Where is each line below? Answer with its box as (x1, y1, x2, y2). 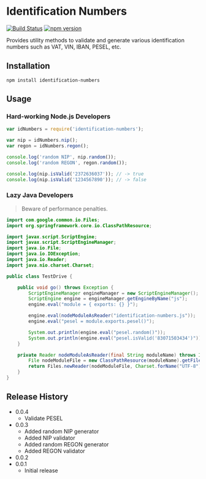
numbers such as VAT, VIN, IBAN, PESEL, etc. (6, 43, 121, 50)
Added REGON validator (24, 447, 86, 454)
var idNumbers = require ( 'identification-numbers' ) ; (6, 126, 144, 133)
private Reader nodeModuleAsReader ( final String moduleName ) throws (17, 352, 196, 358)
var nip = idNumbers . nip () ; (6, 137, 78, 144)
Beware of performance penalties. (21, 204, 109, 212)
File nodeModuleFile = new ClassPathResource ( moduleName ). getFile (28, 357, 202, 364)
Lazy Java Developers (6, 191, 74, 200)
